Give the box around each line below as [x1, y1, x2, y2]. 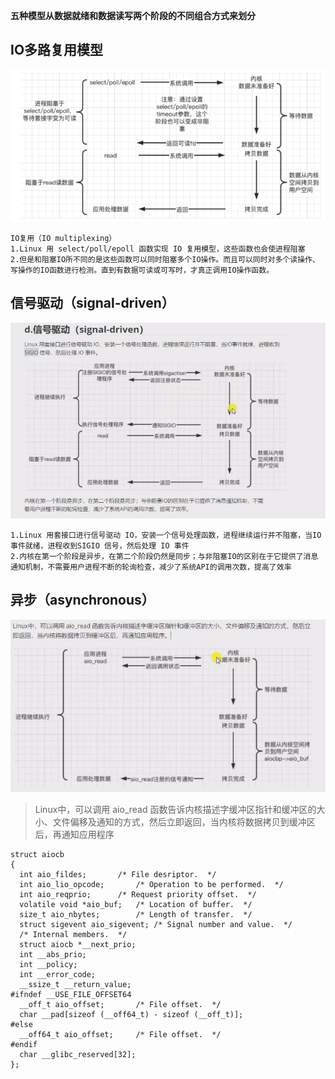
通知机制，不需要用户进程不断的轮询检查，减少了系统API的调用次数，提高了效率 [10, 562, 292, 572]
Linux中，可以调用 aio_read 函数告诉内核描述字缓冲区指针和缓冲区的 [34, 804, 317, 816]
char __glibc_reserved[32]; [19, 1050, 137, 1060]
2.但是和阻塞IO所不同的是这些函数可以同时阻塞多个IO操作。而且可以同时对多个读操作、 [10, 254, 320, 264]
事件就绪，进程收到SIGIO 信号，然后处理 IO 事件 [10, 540, 190, 551]
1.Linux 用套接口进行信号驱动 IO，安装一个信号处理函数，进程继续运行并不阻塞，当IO [10, 530, 322, 540]
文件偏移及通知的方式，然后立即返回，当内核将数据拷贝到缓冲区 [52, 816, 316, 828]
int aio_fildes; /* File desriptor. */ [19, 870, 217, 880]
